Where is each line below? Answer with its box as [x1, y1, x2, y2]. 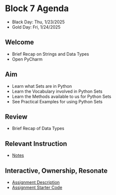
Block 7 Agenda [5, 3, 69, 14]
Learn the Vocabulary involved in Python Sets [12, 88, 103, 94]
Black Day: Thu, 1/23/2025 [12, 19, 65, 25]
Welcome [5, 38, 34, 47]
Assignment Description [12, 179, 60, 185]
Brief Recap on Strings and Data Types [12, 51, 89, 57]
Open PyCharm [12, 56, 43, 62]
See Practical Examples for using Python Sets [12, 98, 103, 104]
